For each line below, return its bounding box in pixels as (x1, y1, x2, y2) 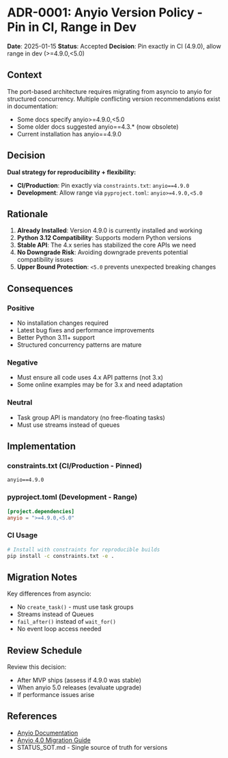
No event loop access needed (16, 625, 102, 633)
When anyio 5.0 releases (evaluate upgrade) (16, 683, 142, 692)
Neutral (7, 398, 33, 407)
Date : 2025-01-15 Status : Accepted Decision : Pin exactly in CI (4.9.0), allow (7, 42, 222, 50)
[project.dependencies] (7, 508, 75, 515)
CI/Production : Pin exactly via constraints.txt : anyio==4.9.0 (16, 181, 190, 189)
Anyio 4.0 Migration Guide (16, 735, 91, 744)
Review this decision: (7, 663, 67, 671)
